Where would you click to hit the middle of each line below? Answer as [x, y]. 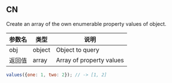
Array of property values [90, 60]
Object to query [77, 49]
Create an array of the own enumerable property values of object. [86, 24]
